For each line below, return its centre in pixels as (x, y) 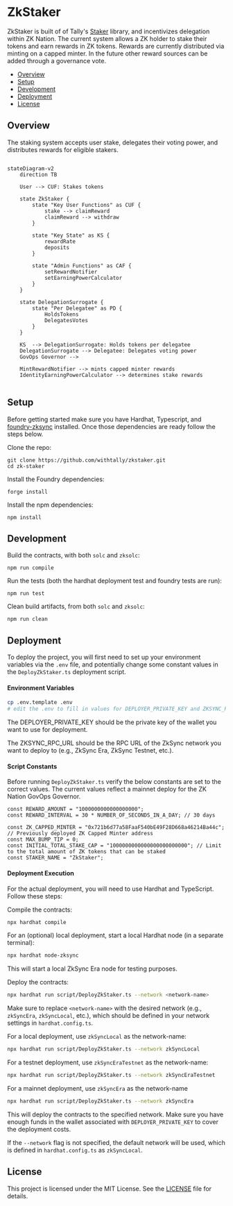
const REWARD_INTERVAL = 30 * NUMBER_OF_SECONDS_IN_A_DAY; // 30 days (111, 815)
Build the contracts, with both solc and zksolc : (74, 555)
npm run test (26, 594)
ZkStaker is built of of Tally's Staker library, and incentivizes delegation (109, 31)
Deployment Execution (41, 873)
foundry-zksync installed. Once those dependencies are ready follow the (112, 426)
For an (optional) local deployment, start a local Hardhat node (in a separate (115, 935)
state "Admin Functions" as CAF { (82, 266)
